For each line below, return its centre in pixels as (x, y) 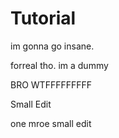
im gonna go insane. (52, 46)
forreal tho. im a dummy (59, 65)
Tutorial (43, 18)
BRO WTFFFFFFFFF (51, 84)
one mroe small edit (51, 123)
